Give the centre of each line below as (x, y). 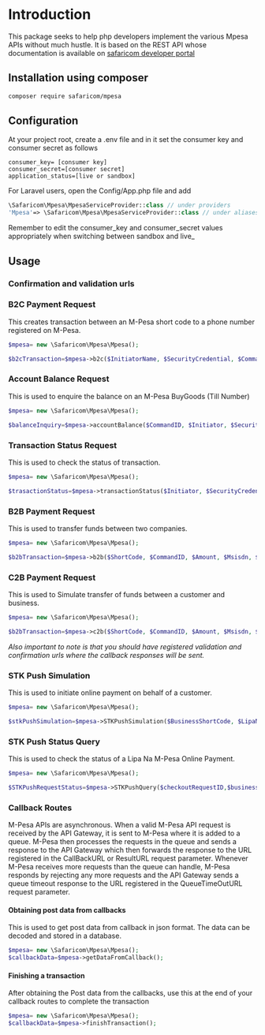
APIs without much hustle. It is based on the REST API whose (108, 44)
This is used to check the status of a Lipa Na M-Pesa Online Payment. (121, 759)
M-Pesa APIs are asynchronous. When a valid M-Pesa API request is (119, 825)
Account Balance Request (59, 379)
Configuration (43, 121)
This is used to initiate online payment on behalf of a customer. (110, 693)
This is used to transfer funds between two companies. (98, 528)
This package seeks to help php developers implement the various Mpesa (128, 36)
